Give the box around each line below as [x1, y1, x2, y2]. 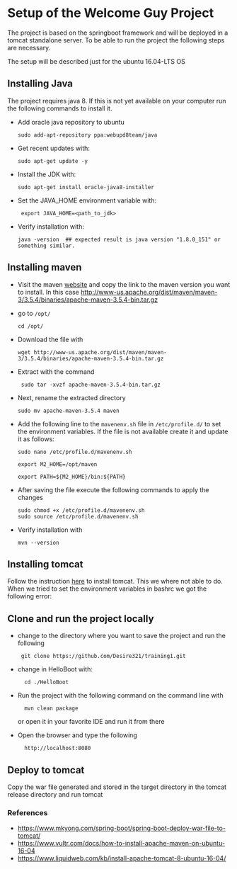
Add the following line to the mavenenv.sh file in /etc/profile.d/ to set [17, 419, 221, 428]
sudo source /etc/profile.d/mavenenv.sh [17, 513, 139, 520]
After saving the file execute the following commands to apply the [17, 485, 209, 494]
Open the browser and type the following [17, 731, 138, 739]
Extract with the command [17, 367, 95, 376]
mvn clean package [24, 705, 79, 712]
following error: [7, 592, 52, 601]
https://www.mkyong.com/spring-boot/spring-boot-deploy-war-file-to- [17, 824, 226, 833]
